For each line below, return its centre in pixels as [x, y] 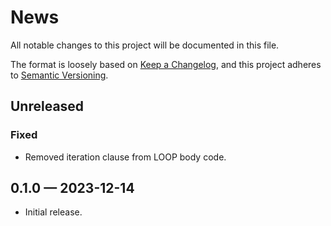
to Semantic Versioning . [59, 75]
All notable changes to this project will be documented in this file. [145, 45]
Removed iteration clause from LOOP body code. [125, 157]
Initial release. [53, 212]
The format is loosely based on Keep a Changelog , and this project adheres [166, 64]
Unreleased [47, 106]
